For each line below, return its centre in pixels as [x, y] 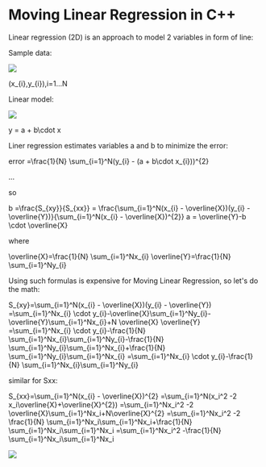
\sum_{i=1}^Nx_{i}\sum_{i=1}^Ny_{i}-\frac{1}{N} [86, 339]
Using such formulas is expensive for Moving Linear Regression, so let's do [133, 281]
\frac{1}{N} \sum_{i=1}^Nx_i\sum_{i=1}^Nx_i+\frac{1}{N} [100, 422]
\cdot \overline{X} [38, 225]
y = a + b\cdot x [35, 130]
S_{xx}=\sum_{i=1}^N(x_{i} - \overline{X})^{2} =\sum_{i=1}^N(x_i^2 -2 [123, 396]
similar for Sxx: [33, 380]
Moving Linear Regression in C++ [122, 15]
